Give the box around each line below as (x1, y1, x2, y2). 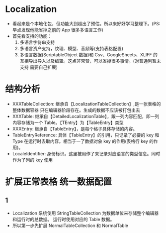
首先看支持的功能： (12, 33, 52, 39)
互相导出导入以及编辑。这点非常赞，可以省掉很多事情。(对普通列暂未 (19, 58, 161, 64)
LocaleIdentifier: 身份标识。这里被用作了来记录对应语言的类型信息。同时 (12, 150, 161, 156)
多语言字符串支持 (19, 39, 55, 45)
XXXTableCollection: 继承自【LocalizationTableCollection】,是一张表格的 (12, 101, 161, 107)
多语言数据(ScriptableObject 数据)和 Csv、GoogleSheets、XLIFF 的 (19, 51, 158, 58)
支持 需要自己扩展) (19, 64, 58, 70)
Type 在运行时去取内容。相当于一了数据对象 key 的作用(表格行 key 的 (12, 138, 154, 144)
